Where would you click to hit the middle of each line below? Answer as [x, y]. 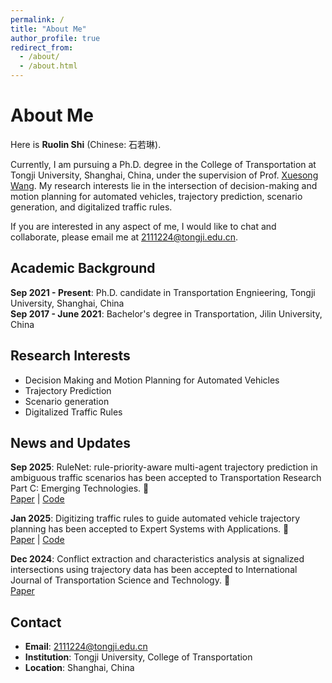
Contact [36, 622]
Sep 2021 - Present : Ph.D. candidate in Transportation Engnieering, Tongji [163, 292]
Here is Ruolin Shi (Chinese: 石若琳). [86, 144]
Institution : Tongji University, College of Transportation [138, 657]
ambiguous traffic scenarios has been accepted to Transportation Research [166, 478]
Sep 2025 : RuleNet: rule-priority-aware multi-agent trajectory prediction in [164, 467]
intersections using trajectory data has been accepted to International [154, 570]
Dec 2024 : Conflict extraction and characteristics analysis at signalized [157, 559]
